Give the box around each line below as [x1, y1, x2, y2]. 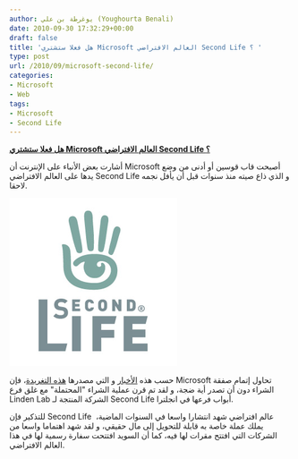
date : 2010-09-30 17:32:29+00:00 [9, 23, 134, 33]
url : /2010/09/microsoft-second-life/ [9, 62, 154, 71]
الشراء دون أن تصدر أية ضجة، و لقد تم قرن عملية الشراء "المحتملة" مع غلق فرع [9, 385, 275, 395]
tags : [9, 99, 30, 108]
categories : [9, 72, 54, 81]
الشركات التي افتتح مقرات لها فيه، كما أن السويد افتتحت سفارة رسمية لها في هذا [9, 430, 277, 441]
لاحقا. [9, 180, 29, 191]
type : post [9, 52, 50, 62]
